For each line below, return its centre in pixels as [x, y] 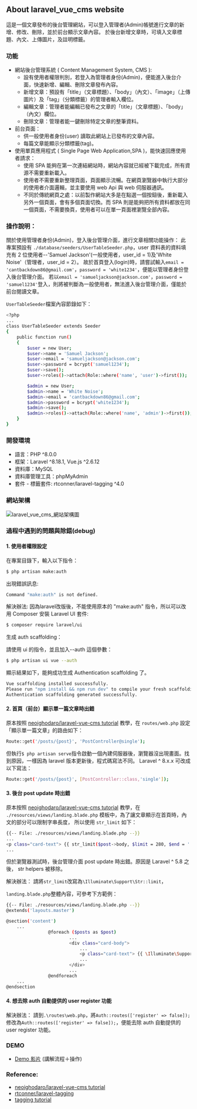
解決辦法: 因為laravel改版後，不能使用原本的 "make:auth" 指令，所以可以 [94, 607]
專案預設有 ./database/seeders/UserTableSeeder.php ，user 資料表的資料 [94, 248]
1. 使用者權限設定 [27, 546]
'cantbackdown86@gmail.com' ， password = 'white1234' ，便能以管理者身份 [95, 269]
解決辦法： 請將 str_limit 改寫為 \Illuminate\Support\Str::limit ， [86, 881]
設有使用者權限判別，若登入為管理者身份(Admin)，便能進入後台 [100, 77]
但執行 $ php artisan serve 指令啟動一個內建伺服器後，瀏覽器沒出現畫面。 [95, 753]
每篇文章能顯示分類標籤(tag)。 [60, 143]
